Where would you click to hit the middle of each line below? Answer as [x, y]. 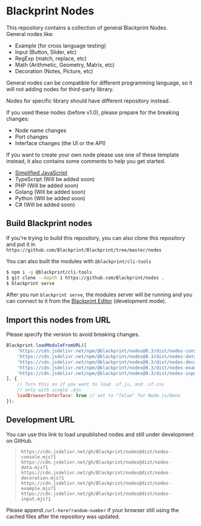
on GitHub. [19, 441]
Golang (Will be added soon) [50, 192]
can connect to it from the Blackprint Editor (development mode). [86, 301]
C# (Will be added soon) [45, 205]
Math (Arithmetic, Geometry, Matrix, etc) [65, 65]
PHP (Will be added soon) [47, 185]
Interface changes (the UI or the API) [60, 143]
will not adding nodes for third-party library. [60, 89]
